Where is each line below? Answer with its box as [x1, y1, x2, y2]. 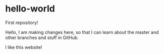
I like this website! [5, 44, 42, 50]
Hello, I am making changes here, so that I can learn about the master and [5, 29, 159, 35]
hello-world [5, 3, 56, 14]
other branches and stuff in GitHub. [5, 34, 79, 40]
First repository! [5, 19, 39, 25]
